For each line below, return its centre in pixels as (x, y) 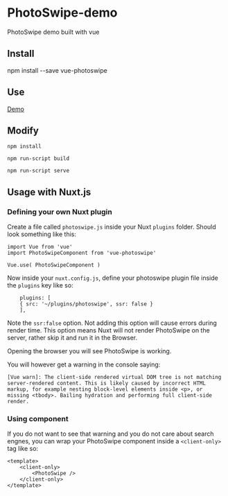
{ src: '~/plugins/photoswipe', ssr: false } (87, 304)
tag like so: (23, 449)
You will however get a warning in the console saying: (84, 364)
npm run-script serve (38, 171)
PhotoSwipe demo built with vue (53, 32)
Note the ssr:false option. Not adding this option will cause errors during (112, 323)
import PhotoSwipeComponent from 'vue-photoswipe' (82, 253)
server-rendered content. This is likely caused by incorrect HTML (107, 383)
